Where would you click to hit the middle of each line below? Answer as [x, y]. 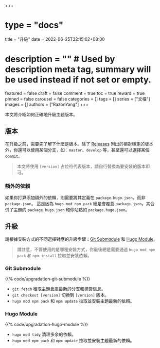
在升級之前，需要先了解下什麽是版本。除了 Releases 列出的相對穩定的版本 [79, 144]
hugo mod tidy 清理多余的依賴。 [44, 334]
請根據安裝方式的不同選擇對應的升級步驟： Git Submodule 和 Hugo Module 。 [81, 239]
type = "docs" [34, 25]
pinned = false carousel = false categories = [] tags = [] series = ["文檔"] [78, 99]
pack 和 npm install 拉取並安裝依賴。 [54, 255]
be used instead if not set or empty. [78, 80]
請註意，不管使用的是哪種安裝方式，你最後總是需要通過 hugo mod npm [86, 249]
